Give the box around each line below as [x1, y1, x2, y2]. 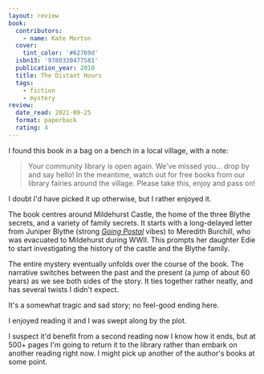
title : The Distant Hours [15, 71, 103, 79]
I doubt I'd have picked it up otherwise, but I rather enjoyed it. [8, 193, 212, 203]
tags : [15, 79, 35, 87]
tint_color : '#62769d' [22, 49, 99, 57]
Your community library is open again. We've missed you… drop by [27, 161, 250, 171]
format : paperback [15, 116, 78, 124]
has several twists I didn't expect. [8, 284, 119, 294]
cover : [15, 42, 38, 50]
